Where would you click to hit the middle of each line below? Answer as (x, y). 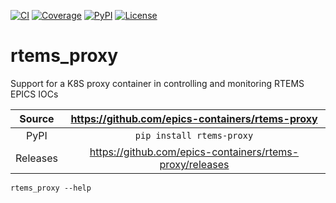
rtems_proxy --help (51, 188)
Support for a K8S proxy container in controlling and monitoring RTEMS (157, 83)
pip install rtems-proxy (194, 135)
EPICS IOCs (34, 94)
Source (37, 118)
